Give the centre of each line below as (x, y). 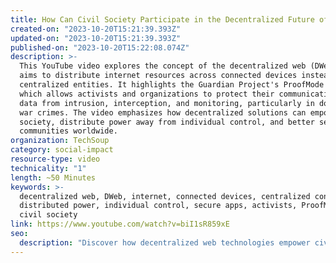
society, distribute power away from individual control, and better (167, 122)
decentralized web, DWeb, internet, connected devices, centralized (165, 196)
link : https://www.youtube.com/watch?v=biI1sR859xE (120, 224)
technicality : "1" (48, 168)
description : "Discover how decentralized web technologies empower (165, 242)
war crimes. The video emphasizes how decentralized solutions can (163, 112)
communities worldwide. (68, 131)
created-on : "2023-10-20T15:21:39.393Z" (96, 29)
